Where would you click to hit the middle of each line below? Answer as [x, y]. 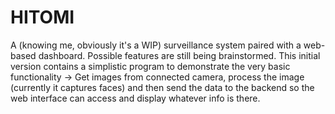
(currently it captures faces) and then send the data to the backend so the [162, 87]
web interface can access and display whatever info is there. [135, 98]
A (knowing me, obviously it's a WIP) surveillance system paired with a [156, 45]
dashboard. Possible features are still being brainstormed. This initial [179, 55]
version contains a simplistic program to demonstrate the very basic [150, 66]
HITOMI [42, 17]
